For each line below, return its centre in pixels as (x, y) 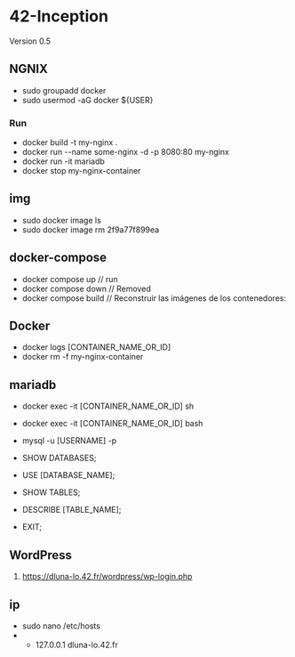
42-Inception (59, 16)
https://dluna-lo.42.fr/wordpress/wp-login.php (107, 577)
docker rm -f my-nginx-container (83, 357)
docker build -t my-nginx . (70, 142)
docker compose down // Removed (86, 288)
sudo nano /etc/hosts (61, 626)
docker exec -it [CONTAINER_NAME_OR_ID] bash (112, 424)
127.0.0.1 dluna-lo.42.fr (76, 645)
